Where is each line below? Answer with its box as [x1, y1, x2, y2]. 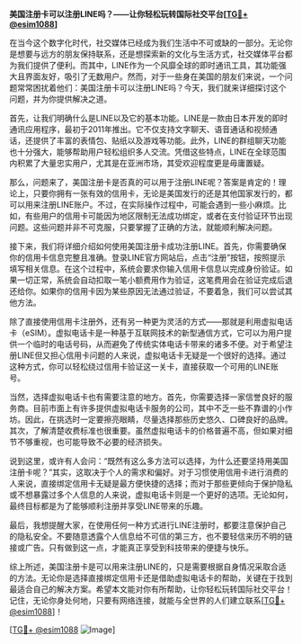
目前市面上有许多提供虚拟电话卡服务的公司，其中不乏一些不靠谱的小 [32, 403, 285, 413]
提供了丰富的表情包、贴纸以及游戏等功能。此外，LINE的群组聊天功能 [32, 135, 287, 146]
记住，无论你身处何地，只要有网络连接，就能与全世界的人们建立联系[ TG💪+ [9, 595, 286, 605]
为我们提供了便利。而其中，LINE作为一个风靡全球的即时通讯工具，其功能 [9, 60, 279, 70]
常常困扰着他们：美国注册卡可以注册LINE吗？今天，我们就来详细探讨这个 [16, 83, 287, 93]
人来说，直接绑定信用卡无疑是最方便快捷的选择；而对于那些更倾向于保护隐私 [9, 479, 293, 488]
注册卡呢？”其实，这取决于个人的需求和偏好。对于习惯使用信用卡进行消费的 [9, 467, 289, 478]
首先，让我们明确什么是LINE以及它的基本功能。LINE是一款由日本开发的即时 [9, 112, 289, 123]
